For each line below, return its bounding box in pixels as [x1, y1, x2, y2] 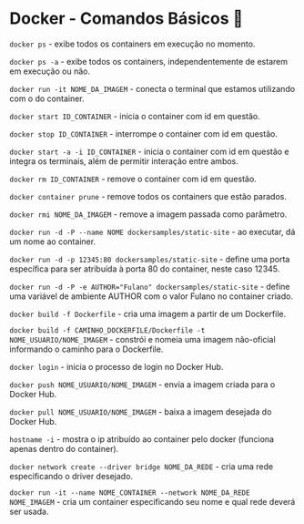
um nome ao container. [9, 236, 96, 247]
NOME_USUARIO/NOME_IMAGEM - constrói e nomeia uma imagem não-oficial [9, 334, 276, 344]
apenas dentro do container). [9, 443, 119, 454]
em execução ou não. [9, 66, 91, 77]
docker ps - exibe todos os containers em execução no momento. [9, 38, 256, 49]
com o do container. [9, 93, 85, 104]
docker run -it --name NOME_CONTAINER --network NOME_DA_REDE [9, 488, 250, 498]
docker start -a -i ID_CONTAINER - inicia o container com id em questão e [9, 146, 289, 157]
